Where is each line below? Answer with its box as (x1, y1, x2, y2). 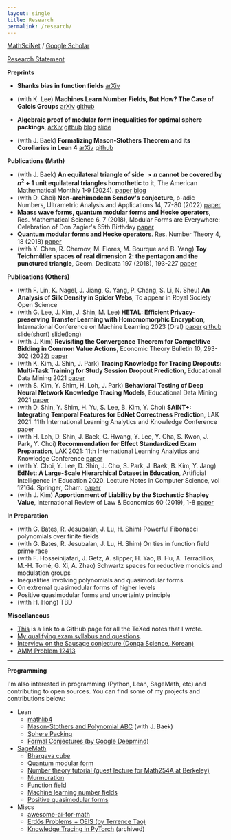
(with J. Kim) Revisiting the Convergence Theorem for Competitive (16, 337, 211, 346)
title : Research (7, 17, 54, 23)
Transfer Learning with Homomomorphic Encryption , (50, 315, 206, 324)
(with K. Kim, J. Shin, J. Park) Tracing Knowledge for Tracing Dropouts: (16, 359, 222, 368)
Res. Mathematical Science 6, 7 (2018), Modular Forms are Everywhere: (16, 216, 221, 224)
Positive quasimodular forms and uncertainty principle (16, 591, 171, 599)
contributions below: (7, 695, 65, 703)
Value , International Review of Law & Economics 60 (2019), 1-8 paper (16, 498, 214, 507)
